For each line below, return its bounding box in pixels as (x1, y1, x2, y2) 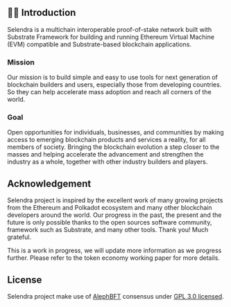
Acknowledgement (7, 177, 92, 189)
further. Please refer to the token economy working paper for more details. (7, 254, 221, 262)
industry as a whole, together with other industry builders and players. (7, 157, 208, 166)
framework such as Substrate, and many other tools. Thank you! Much (7, 226, 209, 234)
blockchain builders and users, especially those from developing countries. (7, 80, 222, 89)
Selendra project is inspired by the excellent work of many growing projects (7, 196, 223, 204)
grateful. (7, 233, 32, 241)
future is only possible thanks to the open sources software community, (7, 218, 212, 227)
